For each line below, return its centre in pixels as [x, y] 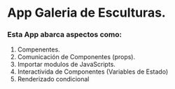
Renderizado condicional [53, 79]
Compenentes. [39, 49]
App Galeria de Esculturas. [86, 13]
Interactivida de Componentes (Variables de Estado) [93, 72]
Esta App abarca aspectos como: [65, 35]
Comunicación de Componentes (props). [76, 57]
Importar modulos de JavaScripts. [66, 65]
